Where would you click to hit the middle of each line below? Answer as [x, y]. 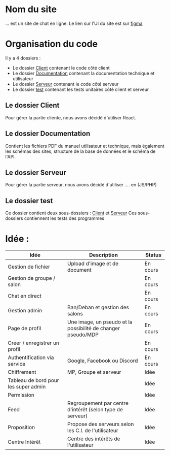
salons [75, 314]
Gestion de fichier [29, 267]
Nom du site [31, 9]
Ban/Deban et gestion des [98, 307]
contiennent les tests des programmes [64, 218]
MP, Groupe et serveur [94, 372]
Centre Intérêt [24, 442]
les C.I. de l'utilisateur [93, 431]
